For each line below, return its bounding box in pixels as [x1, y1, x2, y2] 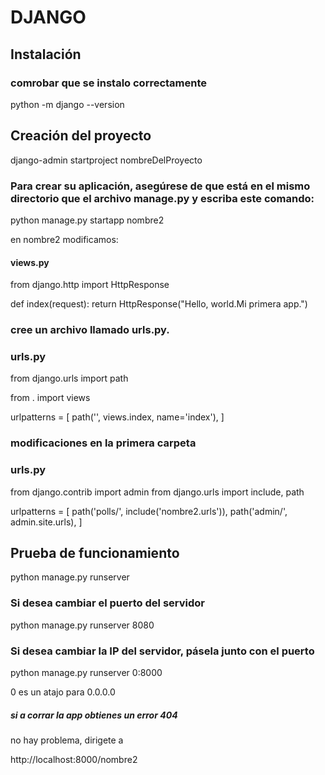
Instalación [10, 46, 82, 63]
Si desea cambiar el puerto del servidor [10, 596, 205, 610]
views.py [10, 256, 50, 268]
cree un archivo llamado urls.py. [10, 323, 170, 337]
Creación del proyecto [10, 127, 152, 145]
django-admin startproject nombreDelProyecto [10, 154, 203, 166]
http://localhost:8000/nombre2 [10, 754, 138, 765]
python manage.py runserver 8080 [10, 619, 155, 631]
